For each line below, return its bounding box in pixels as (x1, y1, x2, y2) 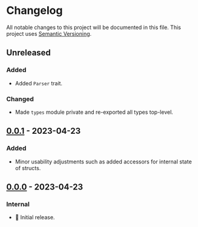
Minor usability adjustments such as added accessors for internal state (15, 158, 192, 165)
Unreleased (6, 48, 51, 58)
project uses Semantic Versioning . (6, 30, 92, 37)
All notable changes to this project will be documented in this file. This (6, 24, 182, 31)
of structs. (15, 164, 41, 171)
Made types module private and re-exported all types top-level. (15, 108, 174, 116)
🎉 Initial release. (15, 214, 55, 221)
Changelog (6, 4, 63, 18)
